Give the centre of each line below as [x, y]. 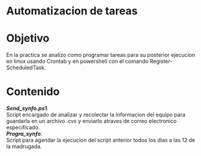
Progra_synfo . [24, 134]
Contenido [33, 92]
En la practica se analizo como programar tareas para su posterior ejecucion [101, 55]
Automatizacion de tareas [72, 11]
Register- [161, 62]
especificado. [23, 127]
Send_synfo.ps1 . [28, 108]
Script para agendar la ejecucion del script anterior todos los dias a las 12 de [101, 140]
